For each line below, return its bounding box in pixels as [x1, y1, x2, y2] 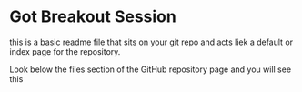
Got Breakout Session [9, 6, 177, 27]
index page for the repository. [9, 46, 121, 56]
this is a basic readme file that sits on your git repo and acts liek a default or [9, 36, 294, 47]
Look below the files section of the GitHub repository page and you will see [9, 64, 292, 75]
